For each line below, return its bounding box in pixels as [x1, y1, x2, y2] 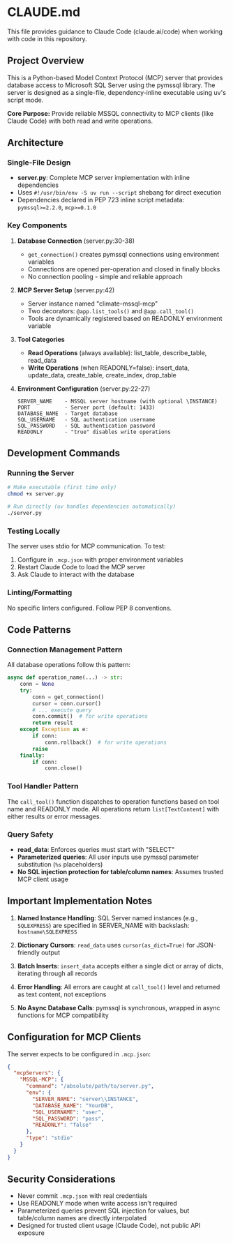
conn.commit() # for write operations [32, 713, 149, 720]
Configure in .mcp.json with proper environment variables [17, 555, 183, 564]
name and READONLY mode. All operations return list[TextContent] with [7, 804, 220, 813]
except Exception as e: [20, 726, 89, 733]
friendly [17, 948, 40, 957]
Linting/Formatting [7, 587, 73, 597]
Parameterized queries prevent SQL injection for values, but [17, 1206, 190, 1215]
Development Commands [7, 447, 121, 459]
